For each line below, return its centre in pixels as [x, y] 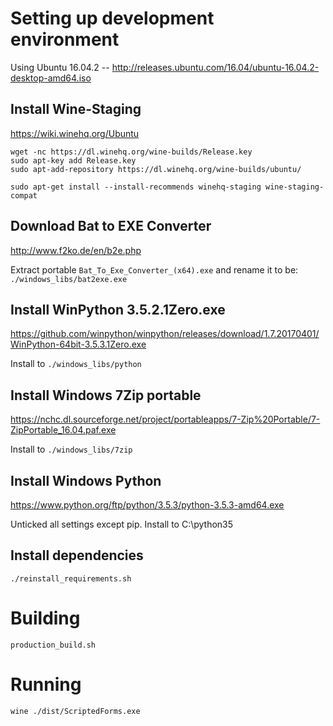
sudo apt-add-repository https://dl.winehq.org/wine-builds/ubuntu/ [156, 169]
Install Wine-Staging [76, 109]
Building [45, 618]
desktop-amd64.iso [51, 78]
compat [24, 195]
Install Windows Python [86, 480]
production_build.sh [53, 645]
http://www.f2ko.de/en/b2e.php [76, 250]
